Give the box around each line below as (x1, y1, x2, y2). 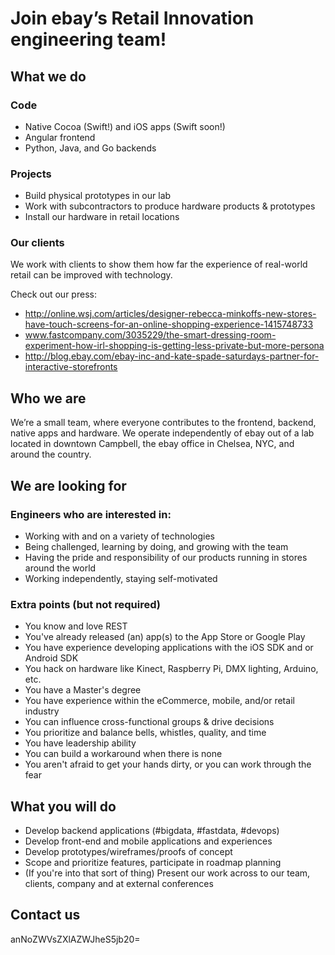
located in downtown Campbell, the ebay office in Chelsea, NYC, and (10, 438, 295, 450)
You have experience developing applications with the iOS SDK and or (24, 642, 314, 654)
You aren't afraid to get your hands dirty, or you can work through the (24, 758, 312, 771)
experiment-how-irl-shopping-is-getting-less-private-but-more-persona (24, 340, 325, 352)
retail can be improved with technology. (10, 269, 173, 281)
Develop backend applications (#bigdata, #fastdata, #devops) (24, 825, 280, 837)
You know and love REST (24, 620, 128, 632)
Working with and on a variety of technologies (24, 530, 215, 542)
